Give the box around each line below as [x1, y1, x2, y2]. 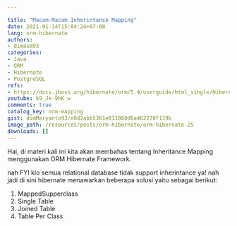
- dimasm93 [7, 43, 39, 50]
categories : [7, 49, 42, 56]
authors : [7, 36, 33, 43]
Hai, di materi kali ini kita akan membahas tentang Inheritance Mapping [7, 147, 214, 156]
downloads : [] [7, 127, 49, 134]
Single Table [17, 196, 54, 205]
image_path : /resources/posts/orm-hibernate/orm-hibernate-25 [7, 121, 194, 128]
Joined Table [17, 204, 56, 213]
